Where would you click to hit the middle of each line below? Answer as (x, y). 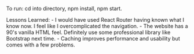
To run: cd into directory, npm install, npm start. (64, 9)
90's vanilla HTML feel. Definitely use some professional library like (88, 32)
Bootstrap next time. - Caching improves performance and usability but (93, 38)
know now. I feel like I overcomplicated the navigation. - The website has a (97, 26)
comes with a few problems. (41, 45)
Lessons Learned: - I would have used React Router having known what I (95, 20)
